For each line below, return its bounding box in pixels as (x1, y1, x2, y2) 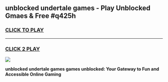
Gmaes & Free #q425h (5, 12, 76, 20)
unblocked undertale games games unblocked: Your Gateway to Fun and (5, 66, 159, 72)
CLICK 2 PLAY (5, 45, 40, 52)
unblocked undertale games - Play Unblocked (5, 4, 151, 12)
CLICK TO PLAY (5, 27, 44, 34)
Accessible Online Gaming (5, 71, 61, 77)
